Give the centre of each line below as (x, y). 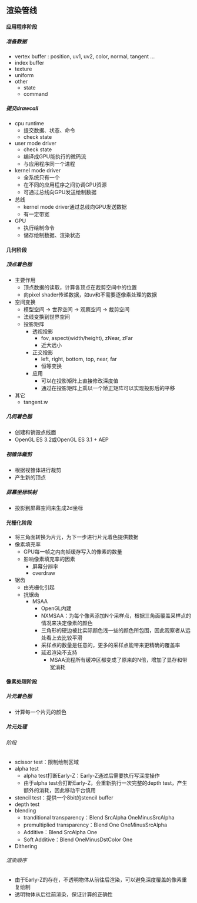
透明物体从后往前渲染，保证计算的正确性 (64, 894)
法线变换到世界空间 (47, 317)
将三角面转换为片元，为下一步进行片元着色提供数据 (76, 537)
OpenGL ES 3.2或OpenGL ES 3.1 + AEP (61, 439)
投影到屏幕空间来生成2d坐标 (49, 508)
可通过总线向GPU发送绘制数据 (60, 192)
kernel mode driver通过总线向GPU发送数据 (75, 206)
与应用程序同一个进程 (49, 164)
